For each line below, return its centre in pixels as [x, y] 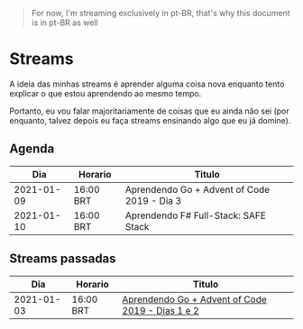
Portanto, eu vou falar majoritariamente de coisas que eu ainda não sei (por [150, 111]
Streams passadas [63, 259]
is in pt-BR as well [64, 23]
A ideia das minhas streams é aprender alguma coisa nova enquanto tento [147, 84]
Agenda [32, 149]
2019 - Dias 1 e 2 [161, 310]
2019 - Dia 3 [153, 200]
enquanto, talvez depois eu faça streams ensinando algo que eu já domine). [150, 120]
